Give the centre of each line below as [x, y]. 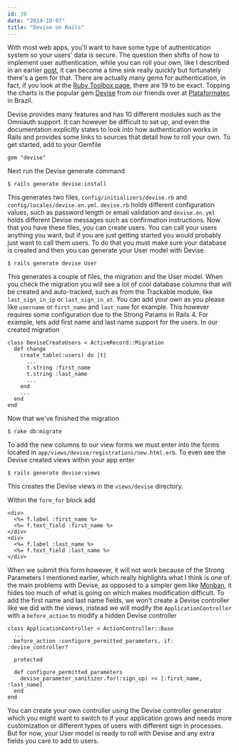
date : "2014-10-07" [36, 21]
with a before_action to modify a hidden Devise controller [92, 616]
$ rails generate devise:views [54, 473]
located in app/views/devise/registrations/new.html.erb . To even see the [117, 452]
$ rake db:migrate [35, 432]
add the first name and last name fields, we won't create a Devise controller [118, 601]
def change [30, 349]
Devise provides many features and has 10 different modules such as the [114, 114]
